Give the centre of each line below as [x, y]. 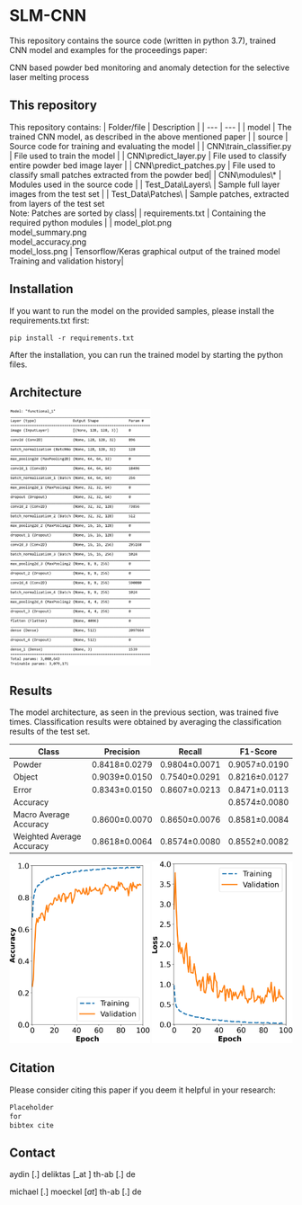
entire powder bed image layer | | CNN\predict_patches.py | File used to [142, 165]
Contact [32, 1152]
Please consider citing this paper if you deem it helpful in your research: [142, 1090]
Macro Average [41, 815]
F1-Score [258, 751]
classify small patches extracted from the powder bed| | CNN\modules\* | [145, 174]
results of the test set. [50, 732]
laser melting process [49, 76]
